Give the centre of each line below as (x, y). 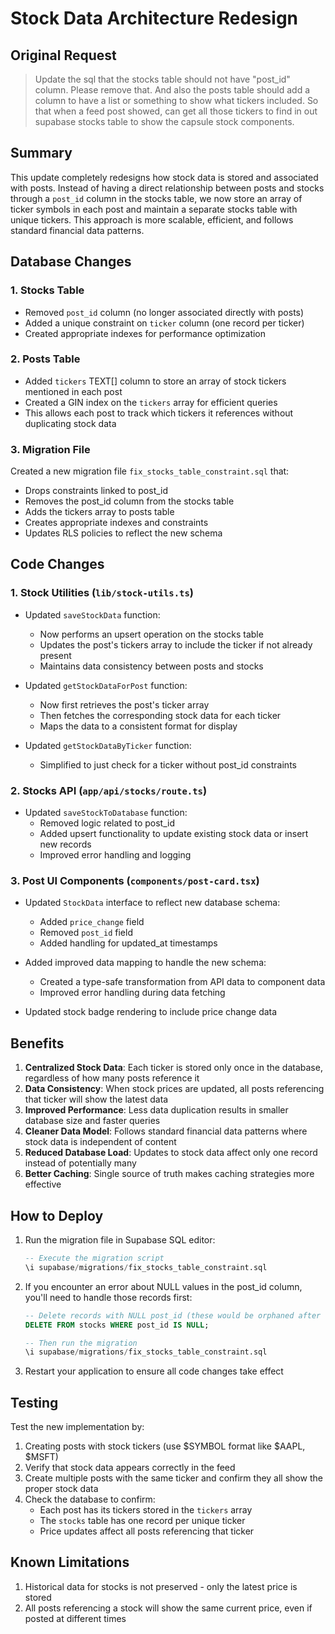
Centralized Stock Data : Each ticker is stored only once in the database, (173, 1068)
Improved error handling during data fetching (132, 993)
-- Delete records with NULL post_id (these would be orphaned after (173, 1315)
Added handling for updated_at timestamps (128, 943)
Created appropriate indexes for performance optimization (145, 333)
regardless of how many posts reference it (112, 1078)
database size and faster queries (92, 1121)
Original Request (63, 55)
